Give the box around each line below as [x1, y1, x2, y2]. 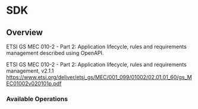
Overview [6, 27, 43, 38]
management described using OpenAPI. [6, 49, 104, 57]
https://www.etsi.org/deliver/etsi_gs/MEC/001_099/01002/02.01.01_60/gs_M [6, 74, 192, 80]
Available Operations [6, 95, 68, 103]
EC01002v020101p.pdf [6, 80, 62, 87]
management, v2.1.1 [6, 67, 54, 74]
